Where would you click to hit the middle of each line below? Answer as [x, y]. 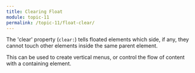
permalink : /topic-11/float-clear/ [51, 23]
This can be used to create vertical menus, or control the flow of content [95, 58]
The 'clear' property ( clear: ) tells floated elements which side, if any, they [98, 40]
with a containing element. [39, 64]
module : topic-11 [28, 17]
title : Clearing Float [34, 12]
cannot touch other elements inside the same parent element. [82, 46]
